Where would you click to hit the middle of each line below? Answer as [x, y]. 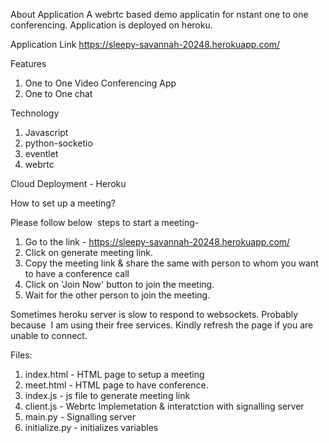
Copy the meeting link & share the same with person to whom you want [171, 263]
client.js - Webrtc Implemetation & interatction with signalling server [164, 406]
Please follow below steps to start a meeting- [105, 222]
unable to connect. [49, 335]
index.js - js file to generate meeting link [107, 395]
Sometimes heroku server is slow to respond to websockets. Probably [154, 314]
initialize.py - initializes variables [91, 427]
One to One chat [58, 93]
